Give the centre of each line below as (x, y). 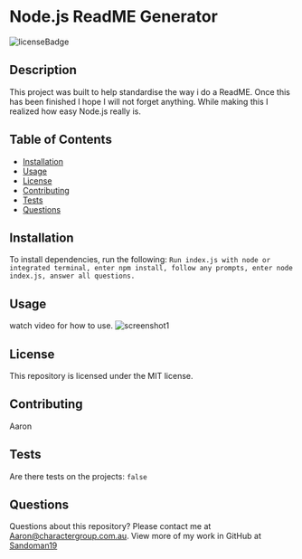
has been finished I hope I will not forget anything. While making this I (139, 101)
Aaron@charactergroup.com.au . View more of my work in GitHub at (136, 536)
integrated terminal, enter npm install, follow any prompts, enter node (151, 269)
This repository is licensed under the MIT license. (101, 376)
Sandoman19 (33, 545)
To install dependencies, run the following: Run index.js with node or (140, 260)
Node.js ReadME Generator (114, 17)
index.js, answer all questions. (72, 276)
